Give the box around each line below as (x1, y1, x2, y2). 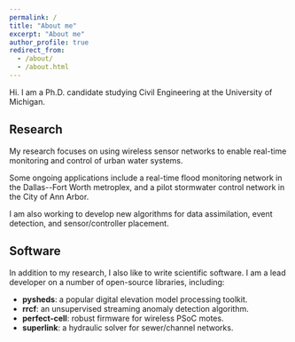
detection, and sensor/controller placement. (9, 218, 170, 228)
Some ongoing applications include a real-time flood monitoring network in (9, 172, 283, 183)
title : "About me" (9, 21, 77, 30)
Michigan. (9, 96, 46, 107)
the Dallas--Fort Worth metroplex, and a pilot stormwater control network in (9, 181, 285, 192)
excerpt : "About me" (9, 29, 86, 38)
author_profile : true (9, 37, 89, 47)
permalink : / (9, 12, 58, 22)
